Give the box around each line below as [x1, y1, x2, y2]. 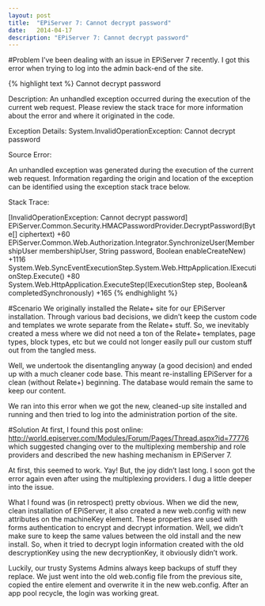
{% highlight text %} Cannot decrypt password [8, 79, 161, 88]
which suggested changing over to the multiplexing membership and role [8, 442, 247, 451]
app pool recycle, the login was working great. [8, 589, 160, 598]
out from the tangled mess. [8, 345, 97, 356]
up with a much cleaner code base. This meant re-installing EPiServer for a [8, 369, 253, 379]
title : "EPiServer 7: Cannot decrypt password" [8, 19, 172, 27]
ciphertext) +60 [19, 230, 70, 239]
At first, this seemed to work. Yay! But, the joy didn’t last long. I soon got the [8, 465, 256, 475]
